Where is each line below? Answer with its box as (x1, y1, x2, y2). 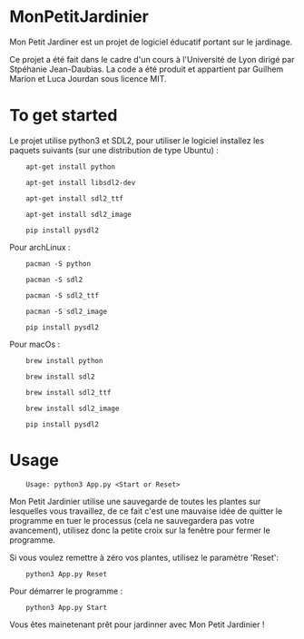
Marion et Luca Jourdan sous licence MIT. (9, 73, 167, 84)
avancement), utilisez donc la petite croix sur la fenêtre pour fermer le (9, 525, 270, 536)
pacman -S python (25, 259, 92, 269)
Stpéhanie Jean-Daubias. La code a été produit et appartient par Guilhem (9, 64, 284, 74)
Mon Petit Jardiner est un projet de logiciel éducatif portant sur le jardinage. (9, 36, 293, 47)
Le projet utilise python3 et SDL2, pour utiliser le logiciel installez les (9, 134, 265, 146)
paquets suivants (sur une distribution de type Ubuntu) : (9, 144, 220, 155)
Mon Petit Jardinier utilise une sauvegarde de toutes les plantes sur (9, 496, 261, 506)
